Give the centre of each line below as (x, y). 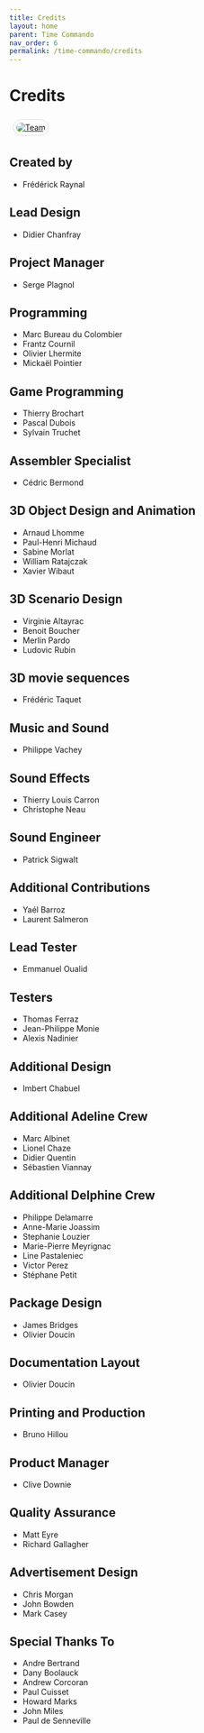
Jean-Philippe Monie (61, 1029)
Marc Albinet (46, 1138)
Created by (41, 163)
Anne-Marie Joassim (61, 1226)
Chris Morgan (48, 1594)
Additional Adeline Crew (79, 1117)
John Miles (43, 1711)
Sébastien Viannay (57, 1167)
